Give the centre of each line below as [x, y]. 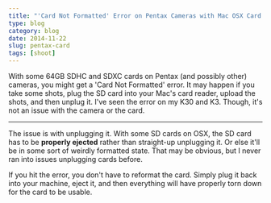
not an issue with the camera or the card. [77, 110]
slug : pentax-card [39, 46]
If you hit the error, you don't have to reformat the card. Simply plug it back [133, 175]
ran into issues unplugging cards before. [75, 159]
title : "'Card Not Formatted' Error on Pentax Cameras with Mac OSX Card [135, 16]
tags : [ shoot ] [32, 53]
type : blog [27, 23]
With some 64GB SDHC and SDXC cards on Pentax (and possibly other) [128, 76]
